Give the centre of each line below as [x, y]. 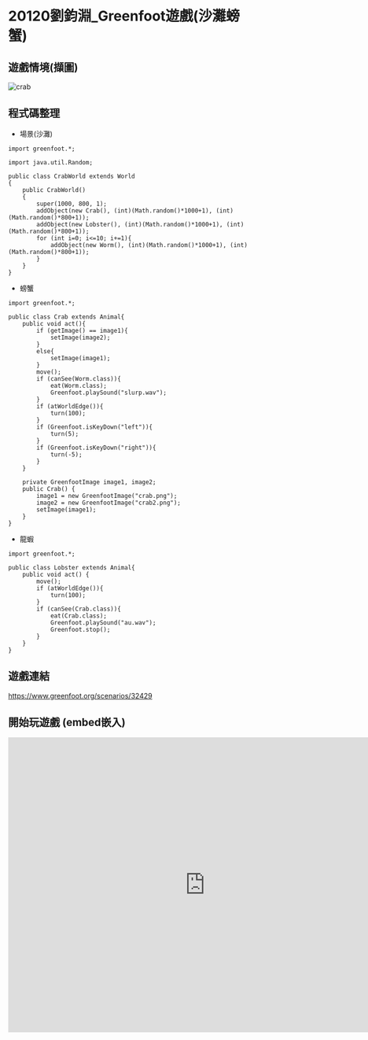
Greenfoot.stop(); [80, 629]
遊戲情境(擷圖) [43, 67]
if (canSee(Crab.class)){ [79, 609]
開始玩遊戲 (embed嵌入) [67, 723]
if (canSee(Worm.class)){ [79, 378]
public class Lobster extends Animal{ [72, 567]
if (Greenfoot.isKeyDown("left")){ [95, 427]
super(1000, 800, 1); [72, 204]
